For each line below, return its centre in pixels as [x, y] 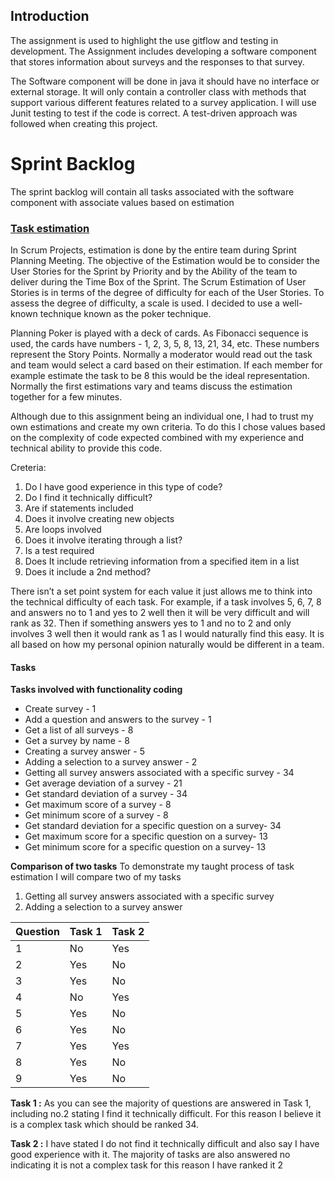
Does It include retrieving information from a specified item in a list [162, 561]
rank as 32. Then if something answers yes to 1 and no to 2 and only [151, 623]
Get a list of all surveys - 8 [79, 730]
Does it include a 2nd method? [88, 572]
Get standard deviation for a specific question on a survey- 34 [153, 826]
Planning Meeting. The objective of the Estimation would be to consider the [165, 261]
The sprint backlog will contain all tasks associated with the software [152, 191]
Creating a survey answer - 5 [85, 751]
